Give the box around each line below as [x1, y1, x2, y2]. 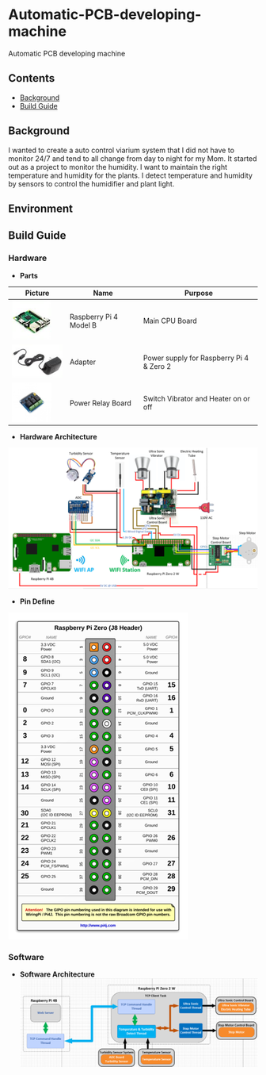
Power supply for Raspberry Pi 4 [142, 353, 249, 363]
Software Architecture [19, 969, 95, 979]
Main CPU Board [142, 316, 198, 326]
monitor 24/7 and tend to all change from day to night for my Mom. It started [8, 153, 257, 163]
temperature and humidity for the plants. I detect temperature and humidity [8, 171, 253, 180]
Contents [8, 71, 55, 85]
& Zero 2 [142, 361, 172, 370]
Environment [8, 202, 74, 215]
